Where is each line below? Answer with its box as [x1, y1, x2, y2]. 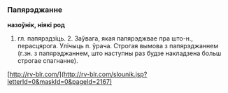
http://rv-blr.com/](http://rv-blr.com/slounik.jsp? [9, 70, 148, 78]
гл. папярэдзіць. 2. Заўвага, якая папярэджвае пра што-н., [17, 34, 194, 43]
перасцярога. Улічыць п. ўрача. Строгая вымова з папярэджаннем [17, 42, 219, 50]
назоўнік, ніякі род [7, 21, 65, 29]
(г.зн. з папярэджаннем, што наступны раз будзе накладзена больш [17, 49, 222, 57]
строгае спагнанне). [17, 57, 78, 65]
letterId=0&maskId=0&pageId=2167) [7, 78, 113, 86]
